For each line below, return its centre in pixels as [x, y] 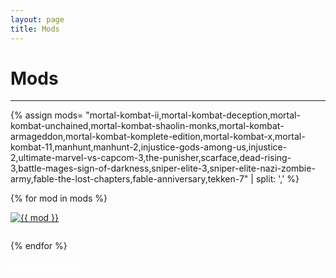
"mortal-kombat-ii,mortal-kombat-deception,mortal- [193, 115]
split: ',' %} [277, 179]
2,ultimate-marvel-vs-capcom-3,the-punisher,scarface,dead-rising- [151, 158]
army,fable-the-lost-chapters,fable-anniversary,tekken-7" [129, 179]
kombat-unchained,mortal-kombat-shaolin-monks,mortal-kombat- [147, 126]
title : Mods [35, 29]
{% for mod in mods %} [59, 198]
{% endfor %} [39, 246]
